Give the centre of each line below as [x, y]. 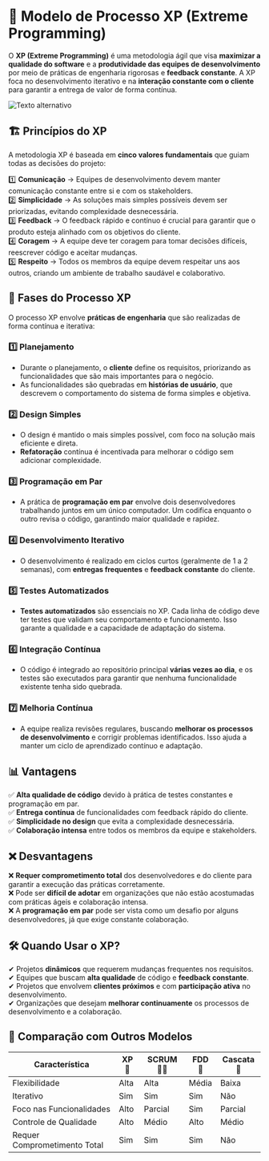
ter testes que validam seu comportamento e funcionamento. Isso [128, 619]
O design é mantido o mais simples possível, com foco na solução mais [137, 435]
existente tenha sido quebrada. [71, 687]
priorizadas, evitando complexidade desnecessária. [93, 211]
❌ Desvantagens [51, 856]
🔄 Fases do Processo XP [70, 298]
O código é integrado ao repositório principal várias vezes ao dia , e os [137, 670]
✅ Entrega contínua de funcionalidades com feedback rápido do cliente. [128, 812]
